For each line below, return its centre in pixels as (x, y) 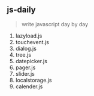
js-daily (21, 10)
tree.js (23, 55)
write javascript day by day (55, 24)
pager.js (25, 67)
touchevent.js (32, 42)
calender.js (29, 86)
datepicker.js (31, 61)
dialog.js (26, 48)
